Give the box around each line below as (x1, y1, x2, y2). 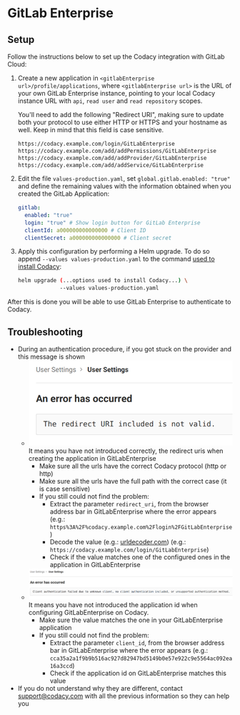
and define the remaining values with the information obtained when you (17, 182, 231, 190)
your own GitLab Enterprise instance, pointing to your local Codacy (17, 89, 216, 97)
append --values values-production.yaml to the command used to (17, 255, 216, 264)
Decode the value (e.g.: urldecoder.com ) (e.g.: (49, 538, 186, 546)
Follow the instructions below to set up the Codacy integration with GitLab (7, 52, 225, 61)
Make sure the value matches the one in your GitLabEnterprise (39, 616, 224, 624)
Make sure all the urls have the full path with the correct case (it (39, 477, 227, 486)
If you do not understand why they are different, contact (17, 684, 184, 692)
